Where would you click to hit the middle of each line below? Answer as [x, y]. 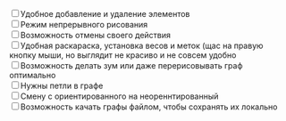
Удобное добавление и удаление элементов [105, 14]
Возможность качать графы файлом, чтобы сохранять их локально [149, 107]
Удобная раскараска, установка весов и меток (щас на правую [142, 45]
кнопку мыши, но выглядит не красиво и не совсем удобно [123, 55]
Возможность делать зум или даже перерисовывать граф [132, 65]
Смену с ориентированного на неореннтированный [120, 96]
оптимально [33, 75]
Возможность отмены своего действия [96, 35]
